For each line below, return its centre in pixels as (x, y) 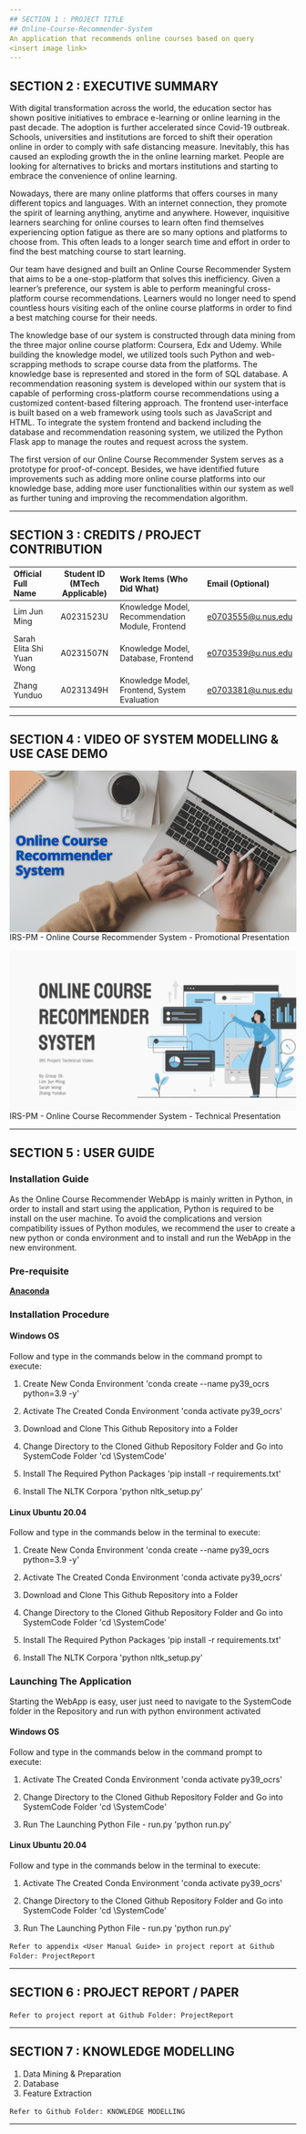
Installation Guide (49, 1179)
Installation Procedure (60, 1314)
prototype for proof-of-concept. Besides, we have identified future (134, 469)
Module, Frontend (153, 626)
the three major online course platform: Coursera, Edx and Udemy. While (146, 345)
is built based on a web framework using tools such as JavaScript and (141, 413)
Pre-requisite (40, 1271)
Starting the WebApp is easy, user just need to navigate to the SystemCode (151, 1701)
